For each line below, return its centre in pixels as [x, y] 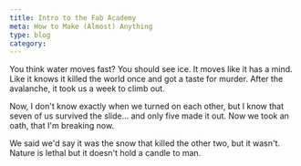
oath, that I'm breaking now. [62, 126]
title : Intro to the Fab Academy [73, 18]
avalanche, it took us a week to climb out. [88, 88]
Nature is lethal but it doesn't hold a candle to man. [105, 153]
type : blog [30, 35]
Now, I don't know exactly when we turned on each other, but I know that [147, 107]
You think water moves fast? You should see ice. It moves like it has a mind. [151, 69]
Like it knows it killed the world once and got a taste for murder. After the [146, 79]
